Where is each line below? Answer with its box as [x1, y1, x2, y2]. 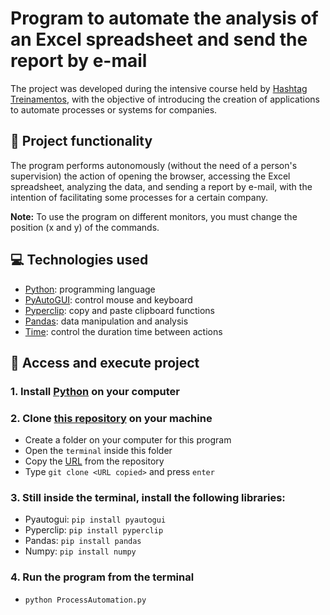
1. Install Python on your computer [10, 384, 180, 398]
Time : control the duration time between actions [24, 325, 223, 337]
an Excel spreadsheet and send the [10, 28, 308, 51]
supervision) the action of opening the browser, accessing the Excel [10, 170, 291, 182]
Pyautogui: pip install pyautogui [24, 513, 167, 526]
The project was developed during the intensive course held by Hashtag [10, 82, 308, 94]
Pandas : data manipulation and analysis [24, 315, 189, 327]
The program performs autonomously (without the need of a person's [10, 159, 298, 171]
